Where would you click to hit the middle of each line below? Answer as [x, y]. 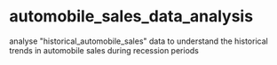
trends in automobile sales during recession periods [104, 50]
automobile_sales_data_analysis [131, 16]
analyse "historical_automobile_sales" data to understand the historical [138, 41]
